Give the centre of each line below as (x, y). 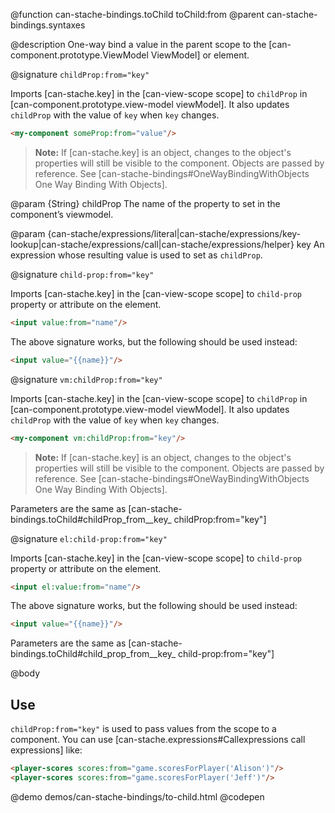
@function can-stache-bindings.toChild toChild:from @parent (137, 14)
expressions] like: (46, 750)
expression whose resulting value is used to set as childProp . (136, 255)
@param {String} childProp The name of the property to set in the (145, 203)
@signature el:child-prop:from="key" (89, 538)
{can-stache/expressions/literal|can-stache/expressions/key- (174, 233)
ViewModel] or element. (200, 55)
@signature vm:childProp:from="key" (86, 379)
